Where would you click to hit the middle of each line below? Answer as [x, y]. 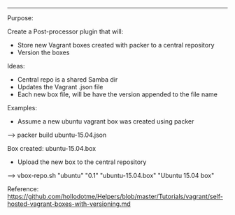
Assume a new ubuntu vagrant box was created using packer [106, 121]
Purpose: [20, 18]
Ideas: [16, 66]
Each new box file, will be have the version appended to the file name [117, 94]
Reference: [23, 189]
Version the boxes [43, 52]
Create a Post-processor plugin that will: [65, 31]
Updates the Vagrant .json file [60, 87]
